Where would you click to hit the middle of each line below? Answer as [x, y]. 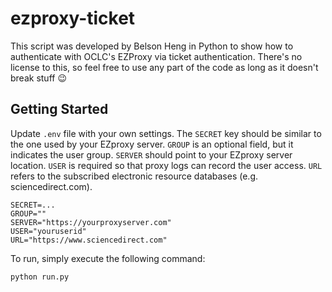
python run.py [40, 277]
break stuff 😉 [39, 78]
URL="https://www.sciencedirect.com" [89, 240]
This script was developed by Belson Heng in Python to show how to [152, 46]
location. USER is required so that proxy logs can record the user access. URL [166, 165]
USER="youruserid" [48, 231]
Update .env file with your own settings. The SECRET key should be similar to [166, 133]
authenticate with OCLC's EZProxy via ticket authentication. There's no [156, 56]
